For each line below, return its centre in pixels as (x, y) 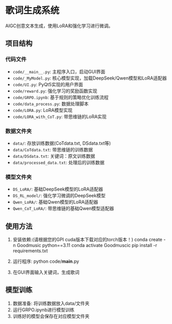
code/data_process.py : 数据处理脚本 (51, 104)
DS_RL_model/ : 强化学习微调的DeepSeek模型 (59, 196)
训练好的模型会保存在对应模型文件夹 (51, 316)
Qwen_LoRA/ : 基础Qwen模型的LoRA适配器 (55, 202)
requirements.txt (30, 251)
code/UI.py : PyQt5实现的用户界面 (48, 84)
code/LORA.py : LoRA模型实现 (43, 110)
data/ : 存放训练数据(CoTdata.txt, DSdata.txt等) (62, 143)
